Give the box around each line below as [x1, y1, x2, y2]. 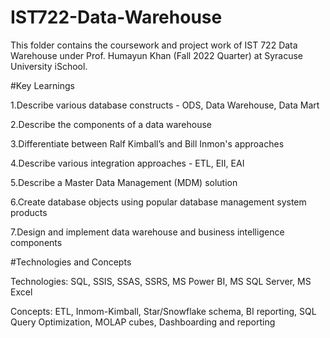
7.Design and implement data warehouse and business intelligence [10, 226, 285, 238]
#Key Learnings [10, 79, 75, 91]
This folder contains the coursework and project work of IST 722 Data [10, 39, 298, 51]
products [10, 206, 48, 218]
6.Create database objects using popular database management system [10, 196, 307, 208]
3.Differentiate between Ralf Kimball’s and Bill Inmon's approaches [10, 137, 285, 150]
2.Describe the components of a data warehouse [10, 118, 212, 130]
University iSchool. [10, 60, 88, 72]
